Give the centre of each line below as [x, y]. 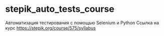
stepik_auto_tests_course [60, 9]
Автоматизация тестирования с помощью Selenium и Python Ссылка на [82, 23]
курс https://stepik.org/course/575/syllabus [51, 28]
